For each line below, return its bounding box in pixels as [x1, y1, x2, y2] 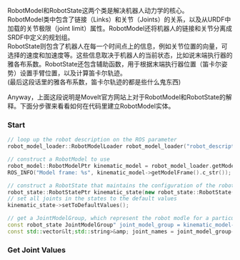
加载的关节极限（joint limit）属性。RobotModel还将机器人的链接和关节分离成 [7, 24, 232, 32]
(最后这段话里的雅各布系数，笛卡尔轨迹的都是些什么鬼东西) [7, 78, 181, 86]
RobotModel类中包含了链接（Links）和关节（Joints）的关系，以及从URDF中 [7, 15, 231, 24]
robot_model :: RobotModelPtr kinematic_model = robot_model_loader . [7, 162, 213, 169]
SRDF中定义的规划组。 [7, 33, 74, 41]
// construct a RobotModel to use [7, 156, 111, 163]
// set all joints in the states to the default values [7, 195, 177, 202]
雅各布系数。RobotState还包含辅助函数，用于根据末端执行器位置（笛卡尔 [7, 60, 221, 68]
